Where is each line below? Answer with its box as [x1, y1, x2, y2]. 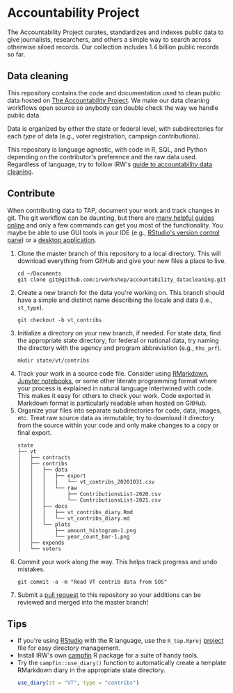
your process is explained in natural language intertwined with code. [17, 384, 214, 392]
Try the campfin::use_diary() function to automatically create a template [17, 659, 227, 667]
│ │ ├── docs [17, 502, 68, 509]
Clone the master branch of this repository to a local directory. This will [17, 249, 221, 257]
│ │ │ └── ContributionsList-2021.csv [17, 496, 161, 504]
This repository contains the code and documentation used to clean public [7, 88, 221, 97]
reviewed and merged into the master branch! [17, 598, 149, 606]
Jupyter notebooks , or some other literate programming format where [17, 376, 218, 385]
